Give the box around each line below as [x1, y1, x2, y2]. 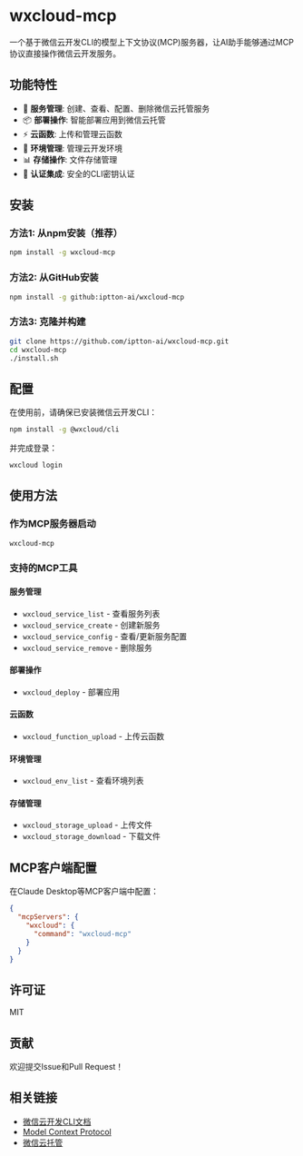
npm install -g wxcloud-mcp [9, 248, 116, 257]
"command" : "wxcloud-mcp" [33, 929, 132, 938]
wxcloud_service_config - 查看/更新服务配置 [22, 630, 188, 641]
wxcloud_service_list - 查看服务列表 [22, 608, 161, 618]
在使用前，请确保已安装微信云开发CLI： [9, 407, 157, 418]
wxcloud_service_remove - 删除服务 [22, 642, 152, 653]
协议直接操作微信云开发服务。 [9, 47, 121, 59]
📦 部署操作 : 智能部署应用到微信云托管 [22, 114, 166, 125]
